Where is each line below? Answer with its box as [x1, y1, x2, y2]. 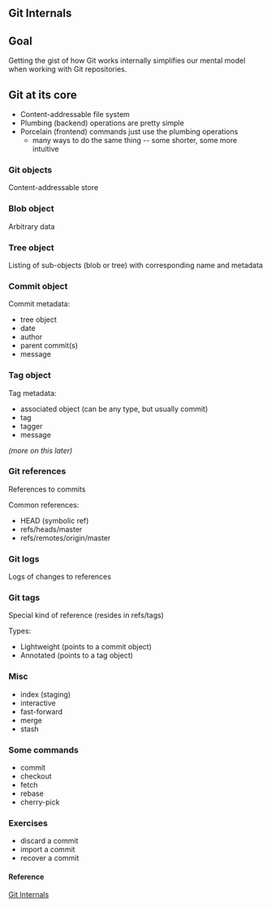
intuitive [32, 144, 59, 154]
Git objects [8, 164, 53, 176]
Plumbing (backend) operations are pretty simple [19, 118, 184, 128]
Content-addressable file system [19, 110, 130, 119]
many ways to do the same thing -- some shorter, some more [32, 136, 238, 145]
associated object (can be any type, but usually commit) [19, 404, 209, 414]
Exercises [8, 817, 49, 828]
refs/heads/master [19, 524, 83, 534]
